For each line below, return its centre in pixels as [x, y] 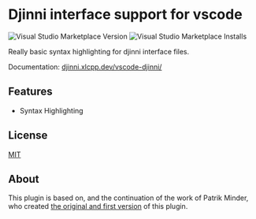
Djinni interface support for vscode [125, 15]
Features [30, 92]
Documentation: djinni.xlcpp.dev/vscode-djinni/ [85, 67]
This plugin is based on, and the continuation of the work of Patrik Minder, [128, 198]
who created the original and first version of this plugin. [98, 206]
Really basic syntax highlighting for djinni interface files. [99, 51]
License [28, 135]
